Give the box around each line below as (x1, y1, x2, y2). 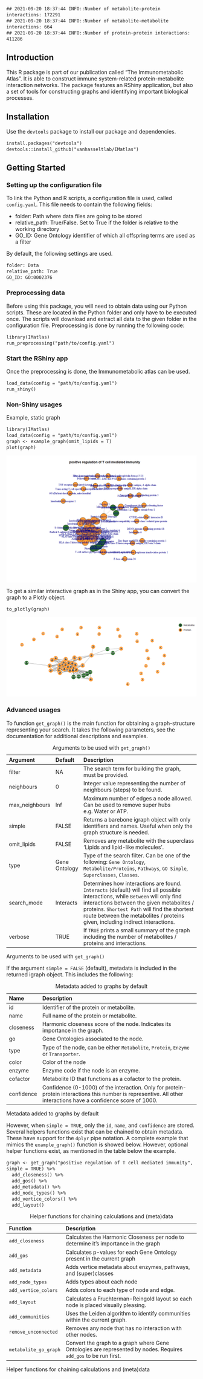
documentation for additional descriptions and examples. (6, 732, 148, 739)
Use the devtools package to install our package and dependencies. (6, 128, 176, 135)
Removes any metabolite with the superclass (83, 837, 195, 845)
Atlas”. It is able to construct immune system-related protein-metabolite (6, 75, 184, 82)
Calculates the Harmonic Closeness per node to (65, 1233, 184, 1241)
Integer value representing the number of (83, 780, 186, 787)
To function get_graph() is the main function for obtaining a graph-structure (6, 719, 195, 727)
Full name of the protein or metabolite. (42, 1012, 137, 1019)
